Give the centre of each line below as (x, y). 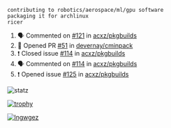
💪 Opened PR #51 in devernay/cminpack (75, 46)
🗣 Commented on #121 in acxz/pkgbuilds (77, 35)
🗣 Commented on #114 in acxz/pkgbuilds (77, 64)
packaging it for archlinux (48, 16)
